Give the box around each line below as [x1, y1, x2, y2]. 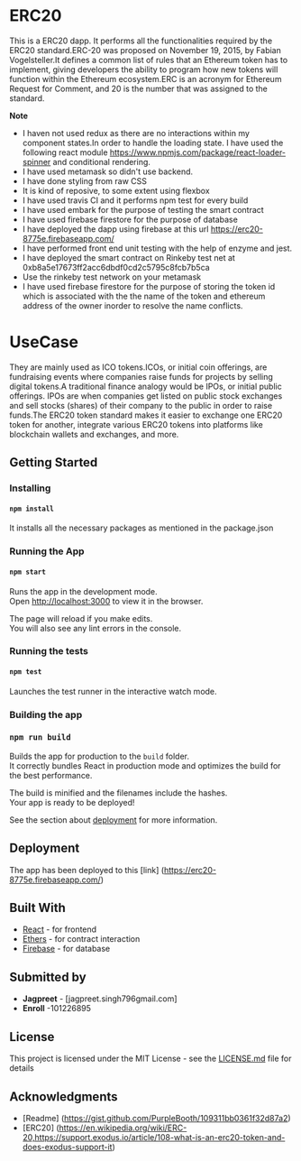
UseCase [9, 332, 79, 353]
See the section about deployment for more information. [9, 814, 218, 825]
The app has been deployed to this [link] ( [9, 864, 165, 875]
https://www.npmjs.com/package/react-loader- [109, 146, 287, 158]
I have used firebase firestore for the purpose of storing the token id [22, 281, 276, 291]
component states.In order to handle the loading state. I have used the [22, 137, 284, 148]
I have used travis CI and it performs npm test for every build [22, 195, 249, 206]
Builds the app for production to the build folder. [9, 751, 190, 761]
